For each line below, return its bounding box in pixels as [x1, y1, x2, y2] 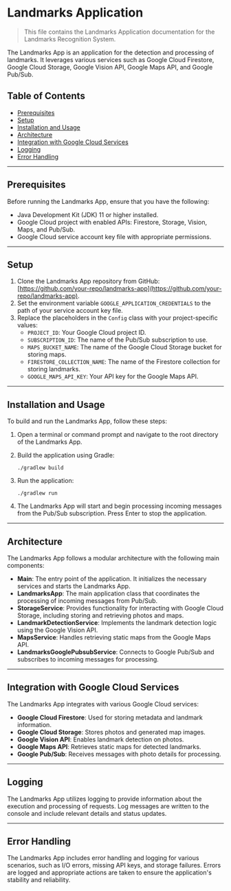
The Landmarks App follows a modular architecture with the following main [7, 554, 220, 562]
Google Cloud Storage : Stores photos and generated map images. [16, 728, 206, 736]
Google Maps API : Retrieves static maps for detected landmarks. [16, 742, 201, 750]
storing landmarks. [27, 365, 81, 373]
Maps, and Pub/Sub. [16, 225, 76, 234]
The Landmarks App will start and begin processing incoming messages [16, 502, 222, 511]
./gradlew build [16, 464, 64, 471]
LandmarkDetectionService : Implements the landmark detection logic [16, 619, 217, 626]
